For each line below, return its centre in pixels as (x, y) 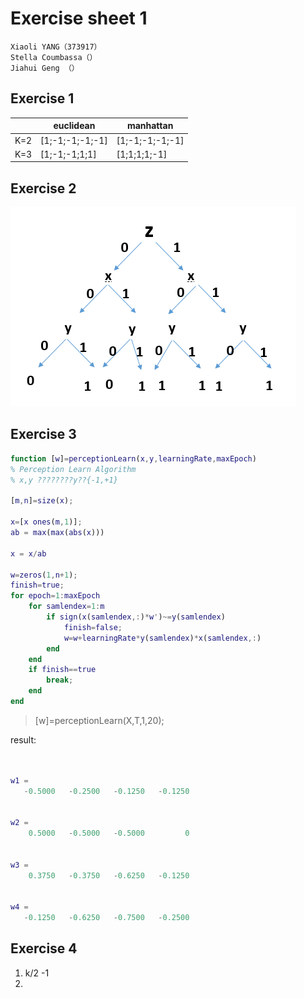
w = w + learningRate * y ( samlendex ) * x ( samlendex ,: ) (162, 638)
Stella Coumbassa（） (54, 57)
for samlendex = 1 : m (66, 607)
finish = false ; (93, 627)
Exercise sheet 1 (79, 18)
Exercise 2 (43, 188)
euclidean (74, 126)
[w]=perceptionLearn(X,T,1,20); (99, 720)
